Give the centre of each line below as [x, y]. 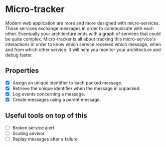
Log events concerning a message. [49, 94]
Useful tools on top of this [46, 116]
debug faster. [19, 55]
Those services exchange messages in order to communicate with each [79, 28]
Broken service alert [33, 127]
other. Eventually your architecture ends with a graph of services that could [83, 33]
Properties [22, 71]
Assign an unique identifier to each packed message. [67, 82]
